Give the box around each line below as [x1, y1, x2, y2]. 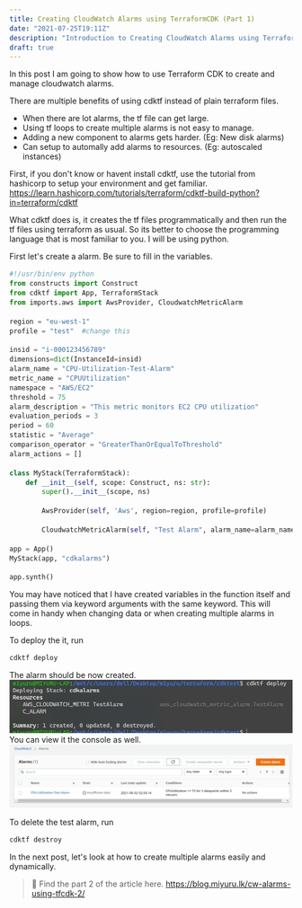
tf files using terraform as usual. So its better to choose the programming [9, 225, 280, 235]
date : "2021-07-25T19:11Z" [9, 23, 111, 33]
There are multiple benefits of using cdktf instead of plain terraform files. [9, 95, 280, 107]
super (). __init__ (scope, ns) [41, 488, 151, 497]
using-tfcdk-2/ [31, 888, 85, 899]
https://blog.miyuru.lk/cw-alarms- [165, 878, 291, 889]
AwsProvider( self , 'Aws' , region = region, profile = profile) [41, 507, 268, 516]
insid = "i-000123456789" [9, 346, 106, 355]
